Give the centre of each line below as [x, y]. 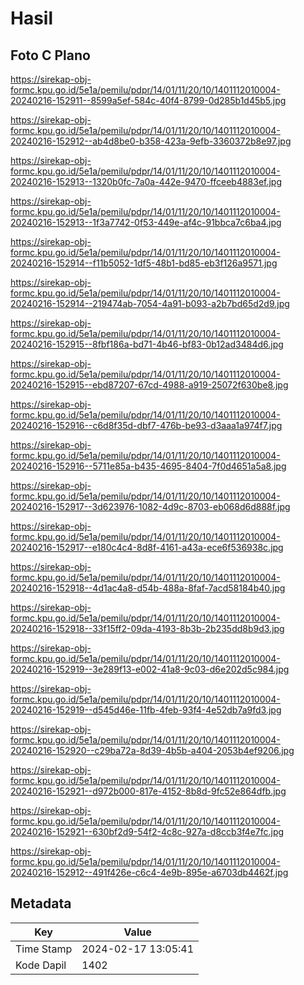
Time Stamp [44, 949]
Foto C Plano [50, 55]
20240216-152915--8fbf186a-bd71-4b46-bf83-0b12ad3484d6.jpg [147, 344]
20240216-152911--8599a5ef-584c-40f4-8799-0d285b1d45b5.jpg [148, 100]
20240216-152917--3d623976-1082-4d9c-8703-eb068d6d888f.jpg [150, 506]
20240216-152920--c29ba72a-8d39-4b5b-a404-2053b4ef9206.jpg [152, 750]
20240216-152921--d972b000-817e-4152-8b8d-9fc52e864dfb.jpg [148, 791]
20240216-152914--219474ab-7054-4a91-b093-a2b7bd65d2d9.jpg [150, 303]
